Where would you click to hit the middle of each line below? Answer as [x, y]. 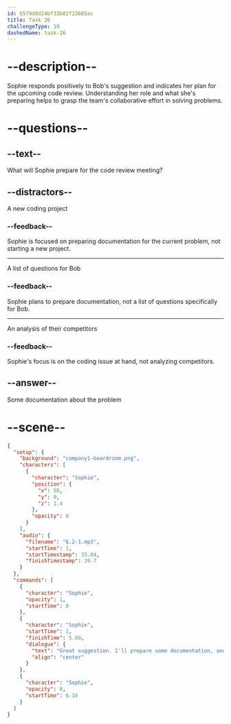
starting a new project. [39, 249]
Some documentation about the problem [64, 400]
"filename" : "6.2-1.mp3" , [62, 541]
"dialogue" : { [46, 644]
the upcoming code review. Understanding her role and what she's [101, 93]
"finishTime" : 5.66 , [55, 638]
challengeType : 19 [33, 26]
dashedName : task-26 [37, 33]
